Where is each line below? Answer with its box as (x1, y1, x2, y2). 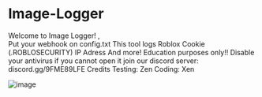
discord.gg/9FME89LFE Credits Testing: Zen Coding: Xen (8, 64, 195, 73)
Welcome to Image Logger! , (8, 31, 100, 40)
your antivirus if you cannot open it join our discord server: (8, 56, 199, 65)
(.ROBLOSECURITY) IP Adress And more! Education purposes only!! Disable (8, 47, 255, 57)
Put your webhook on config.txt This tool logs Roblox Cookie (8, 39, 205, 48)
